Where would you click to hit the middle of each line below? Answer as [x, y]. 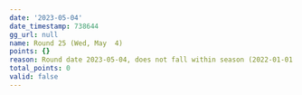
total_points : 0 [40, 69]
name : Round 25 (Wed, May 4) [66, 43]
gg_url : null [34, 34]
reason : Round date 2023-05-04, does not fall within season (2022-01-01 [151, 60]
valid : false [34, 77]
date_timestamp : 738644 [54, 26]
